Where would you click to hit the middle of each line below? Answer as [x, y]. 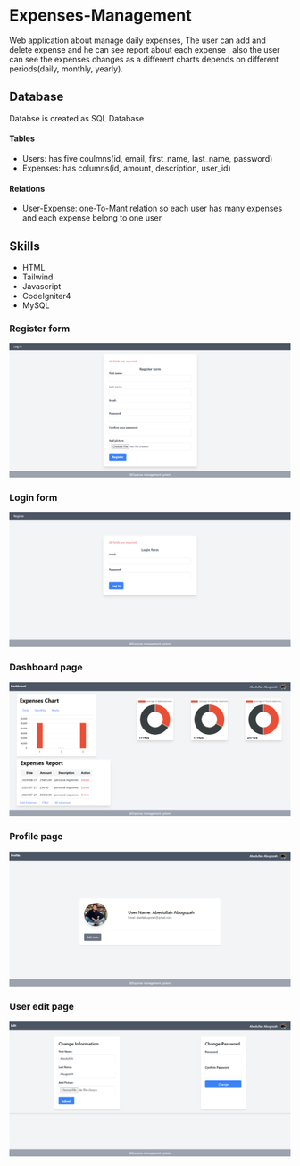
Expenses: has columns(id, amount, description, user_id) [127, 168]
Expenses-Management [100, 16]
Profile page [37, 837]
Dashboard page [46, 668]
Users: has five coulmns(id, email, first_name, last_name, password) [147, 158]
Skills [25, 246]
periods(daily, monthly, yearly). [66, 69]
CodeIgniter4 [46, 296]
